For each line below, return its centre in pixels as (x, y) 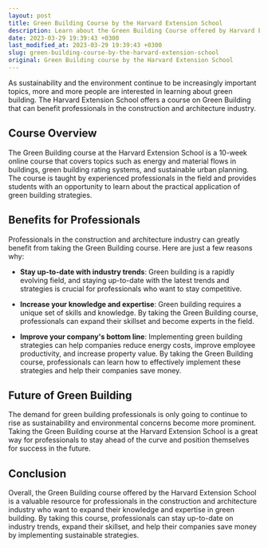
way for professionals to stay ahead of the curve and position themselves (129, 440)
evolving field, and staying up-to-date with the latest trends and (124, 280)
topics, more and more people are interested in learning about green (120, 91)
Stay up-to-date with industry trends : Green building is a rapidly (127, 271)
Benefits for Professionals (75, 220)
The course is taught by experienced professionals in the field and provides (132, 178)
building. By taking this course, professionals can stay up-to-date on (121, 518)
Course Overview (53, 134)
